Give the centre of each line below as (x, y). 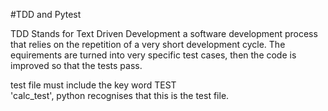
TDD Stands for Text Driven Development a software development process (164, 33)
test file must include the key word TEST (93, 85)
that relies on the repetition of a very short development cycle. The (148, 44)
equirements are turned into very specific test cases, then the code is (153, 55)
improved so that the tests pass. (76, 65)
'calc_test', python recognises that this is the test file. (120, 95)
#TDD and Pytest (46, 14)
